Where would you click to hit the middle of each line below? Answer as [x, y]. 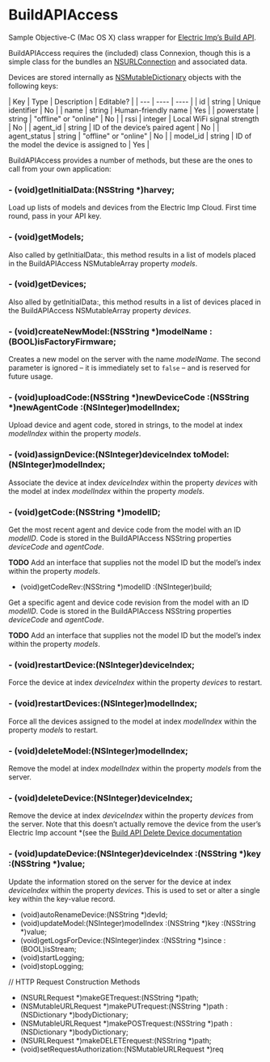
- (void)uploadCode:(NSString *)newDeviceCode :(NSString [129, 397]
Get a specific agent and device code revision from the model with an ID [129, 603]
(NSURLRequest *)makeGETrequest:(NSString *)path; [110, 997]
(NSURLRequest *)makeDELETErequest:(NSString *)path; [116, 1040]
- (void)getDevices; [48, 284]
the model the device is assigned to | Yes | [79, 144]
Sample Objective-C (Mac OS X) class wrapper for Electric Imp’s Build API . [133, 37]
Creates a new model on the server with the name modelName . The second [135, 359]
